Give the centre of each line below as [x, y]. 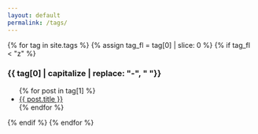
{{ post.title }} [41, 99]
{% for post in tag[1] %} [57, 90]
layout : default [34, 15]
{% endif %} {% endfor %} [51, 122]
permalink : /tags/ [37, 23]
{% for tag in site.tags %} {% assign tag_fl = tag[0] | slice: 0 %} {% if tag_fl [129, 45]
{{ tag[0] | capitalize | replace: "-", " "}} [85, 74]
